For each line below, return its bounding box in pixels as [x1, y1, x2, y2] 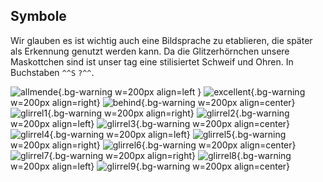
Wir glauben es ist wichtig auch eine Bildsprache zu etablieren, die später [10, 34, 313, 46]
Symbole [10, 8, 67, 25]
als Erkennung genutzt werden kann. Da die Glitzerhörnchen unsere [10, 45, 290, 57]
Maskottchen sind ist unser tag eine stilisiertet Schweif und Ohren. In [10, 55, 294, 68]
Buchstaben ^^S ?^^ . [10, 66, 95, 78]
